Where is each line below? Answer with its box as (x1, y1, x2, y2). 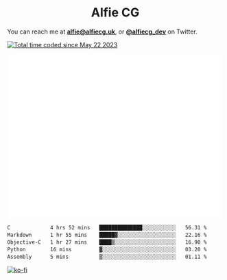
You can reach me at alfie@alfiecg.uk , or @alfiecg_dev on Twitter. (7, 27, 198, 36)
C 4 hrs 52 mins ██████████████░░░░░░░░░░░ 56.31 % (7, 225, 207, 231)
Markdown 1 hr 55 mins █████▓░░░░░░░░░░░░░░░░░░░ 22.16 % (7, 231, 207, 239)
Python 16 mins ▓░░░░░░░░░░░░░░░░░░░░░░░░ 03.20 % (7, 246, 207, 253)
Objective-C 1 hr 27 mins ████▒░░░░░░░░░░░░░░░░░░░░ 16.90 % (7, 238, 207, 246)
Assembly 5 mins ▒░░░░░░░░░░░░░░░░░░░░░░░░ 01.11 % (7, 253, 207, 260)
